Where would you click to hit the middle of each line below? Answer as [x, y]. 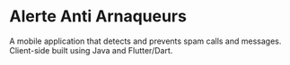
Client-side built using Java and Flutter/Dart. [91, 50]
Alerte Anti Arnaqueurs [98, 16]
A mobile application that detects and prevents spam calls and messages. [145, 41]
